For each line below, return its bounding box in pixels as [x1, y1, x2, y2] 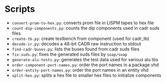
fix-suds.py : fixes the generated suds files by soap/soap [11, 51, 127, 57]
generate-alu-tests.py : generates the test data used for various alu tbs [11, 56, 159, 62]
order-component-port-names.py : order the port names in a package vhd [11, 62, 159, 68]
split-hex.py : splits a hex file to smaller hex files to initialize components [11, 72, 162, 78]
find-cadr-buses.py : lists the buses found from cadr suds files [11, 46, 140, 52]
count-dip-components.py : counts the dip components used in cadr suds [11, 25, 160, 31]
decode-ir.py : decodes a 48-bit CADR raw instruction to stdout [11, 41, 141, 46]
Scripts [4, 3, 35, 15]
